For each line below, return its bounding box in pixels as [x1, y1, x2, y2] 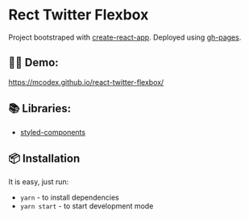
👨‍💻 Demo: [8, 56, 59, 69]
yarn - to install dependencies [19, 192, 119, 203]
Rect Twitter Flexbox [8, 6, 149, 24]
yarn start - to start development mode [19, 201, 154, 211]
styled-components [19, 127, 86, 137]
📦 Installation [8, 151, 81, 165]
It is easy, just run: [8, 177, 69, 187]
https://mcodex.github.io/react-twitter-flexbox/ [8, 77, 164, 86]
